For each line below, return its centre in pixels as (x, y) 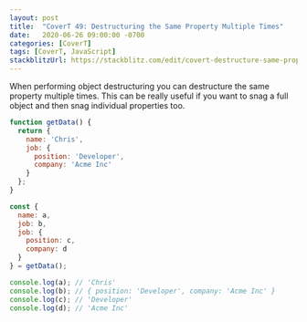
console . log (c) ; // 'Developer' (71, 299)
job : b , (32, 223)
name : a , (34, 215)
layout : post (34, 18)
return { (34, 130)
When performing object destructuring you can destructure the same (139, 86)
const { (24, 206)
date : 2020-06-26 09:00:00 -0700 (77, 35)
